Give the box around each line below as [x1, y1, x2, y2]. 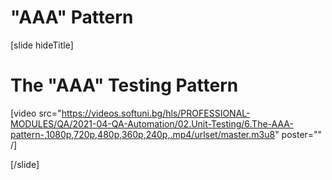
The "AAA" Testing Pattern [10, 74, 239, 97]
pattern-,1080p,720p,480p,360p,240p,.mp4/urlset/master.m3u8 [10, 128, 276, 140]
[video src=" [10, 107, 62, 119]
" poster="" [274, 128, 323, 140]
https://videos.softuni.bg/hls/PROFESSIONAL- [61, 107, 251, 119]
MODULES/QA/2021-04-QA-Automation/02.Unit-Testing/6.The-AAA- [10, 117, 294, 130]
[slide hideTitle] [10, 39, 74, 51]
